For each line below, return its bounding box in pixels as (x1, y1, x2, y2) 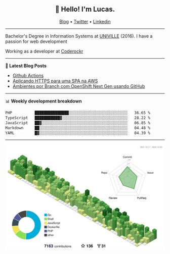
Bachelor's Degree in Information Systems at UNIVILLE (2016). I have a (5, 33, 153, 39)
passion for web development (5, 38, 67, 44)
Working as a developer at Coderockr (5, 48, 83, 54)
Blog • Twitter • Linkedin (59, 18, 111, 24)
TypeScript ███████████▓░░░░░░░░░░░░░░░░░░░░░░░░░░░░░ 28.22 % (5, 115, 151, 120)
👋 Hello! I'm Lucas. (55, 5, 115, 14)
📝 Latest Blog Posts (5, 63, 47, 69)
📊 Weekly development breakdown (5, 98, 82, 104)
